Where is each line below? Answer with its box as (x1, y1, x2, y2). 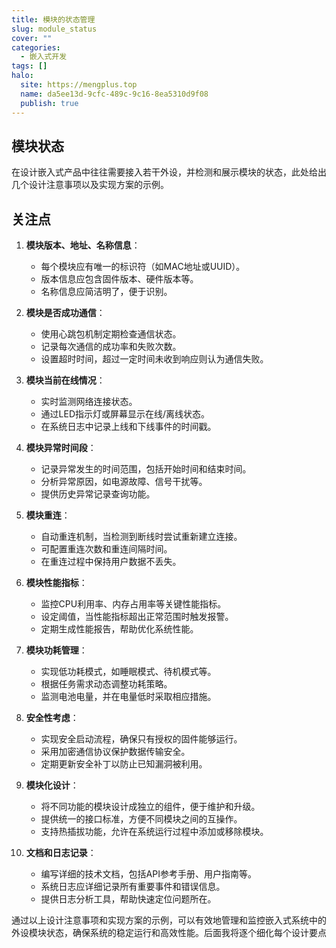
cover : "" (11, 33, 53, 43)
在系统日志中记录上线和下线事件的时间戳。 (40, 421, 217, 433)
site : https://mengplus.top (20, 80, 138, 90)
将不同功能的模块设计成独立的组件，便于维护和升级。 (40, 801, 261, 813)
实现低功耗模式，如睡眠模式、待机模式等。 (40, 666, 217, 678)
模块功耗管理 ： (25, 644, 88, 656)
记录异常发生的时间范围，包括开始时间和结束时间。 (40, 463, 252, 475)
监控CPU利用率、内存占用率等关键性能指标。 (40, 598, 227, 610)
